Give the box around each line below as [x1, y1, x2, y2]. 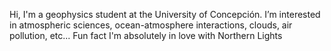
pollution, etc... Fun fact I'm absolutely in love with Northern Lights [9, 30, 283, 41]
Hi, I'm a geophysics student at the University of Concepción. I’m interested [9, 9, 321, 20]
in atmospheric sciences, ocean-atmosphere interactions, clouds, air [9, 19, 293, 31]
